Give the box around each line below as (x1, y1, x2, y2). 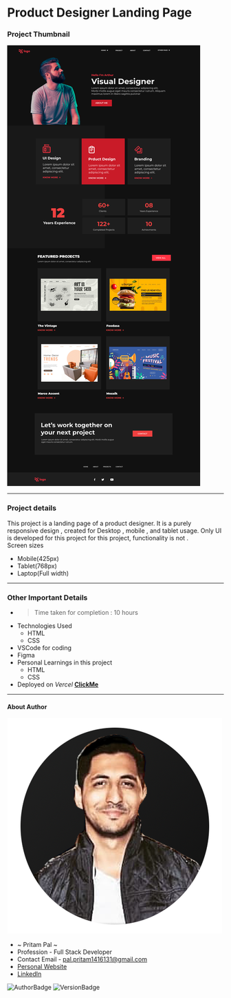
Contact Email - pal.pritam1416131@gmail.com (16, 955, 148, 964)
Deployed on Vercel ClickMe (16, 680, 99, 689)
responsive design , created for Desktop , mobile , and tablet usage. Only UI (7, 526, 222, 535)
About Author (7, 702, 47, 711)
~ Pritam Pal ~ (16, 941, 58, 949)
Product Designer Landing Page (7, 5, 192, 21)
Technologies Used (16, 622, 72, 630)
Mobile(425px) (16, 554, 60, 562)
